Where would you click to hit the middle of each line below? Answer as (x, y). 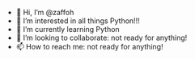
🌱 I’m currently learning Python (68, 29)
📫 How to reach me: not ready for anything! (89, 47)
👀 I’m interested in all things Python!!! (78, 21)
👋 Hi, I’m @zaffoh (45, 12)
